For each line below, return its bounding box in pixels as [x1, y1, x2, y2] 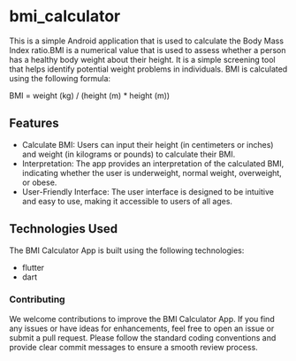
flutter [21, 262, 45, 273]
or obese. [21, 177, 57, 188]
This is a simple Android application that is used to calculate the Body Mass [9, 35, 285, 46]
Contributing [9, 294, 65, 306]
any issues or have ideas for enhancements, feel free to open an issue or [9, 323, 275, 334]
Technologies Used [9, 221, 118, 236]
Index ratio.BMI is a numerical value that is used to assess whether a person [9, 44, 286, 55]
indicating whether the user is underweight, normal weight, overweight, [21, 167, 283, 178]
